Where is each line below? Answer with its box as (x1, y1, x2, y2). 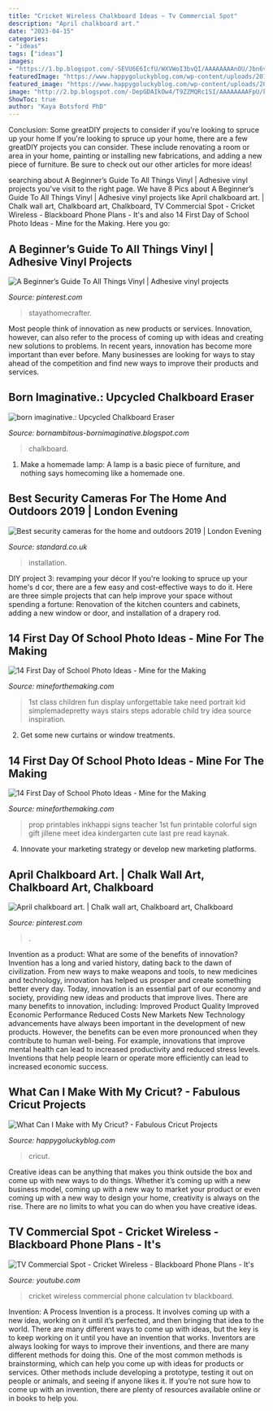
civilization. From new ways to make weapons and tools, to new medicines (8, 967, 258, 976)
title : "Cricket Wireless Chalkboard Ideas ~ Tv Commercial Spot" (8, 11, 238, 20)
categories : (8, 34, 49, 43)
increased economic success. (8, 1062, 109, 1071)
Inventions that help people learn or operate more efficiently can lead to (8, 1053, 249, 1063)
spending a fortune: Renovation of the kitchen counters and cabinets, (8, 599, 241, 609)
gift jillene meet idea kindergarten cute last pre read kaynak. (28, 828, 230, 838)
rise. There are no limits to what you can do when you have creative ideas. (8, 1201, 258, 1211)
